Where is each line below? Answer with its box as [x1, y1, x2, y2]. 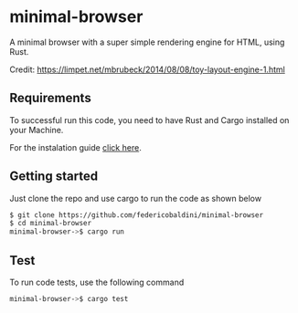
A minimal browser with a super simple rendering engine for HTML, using [9, 37, 285, 47]
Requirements [9, 90, 91, 106]
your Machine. [9, 124, 64, 135]
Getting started [9, 169, 99, 184]
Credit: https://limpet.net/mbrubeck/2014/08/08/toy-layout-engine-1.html [9, 64, 285, 75]
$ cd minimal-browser [9, 219, 92, 228]
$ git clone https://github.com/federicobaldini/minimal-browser [9, 210, 263, 220]
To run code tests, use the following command [9, 276, 185, 287]
